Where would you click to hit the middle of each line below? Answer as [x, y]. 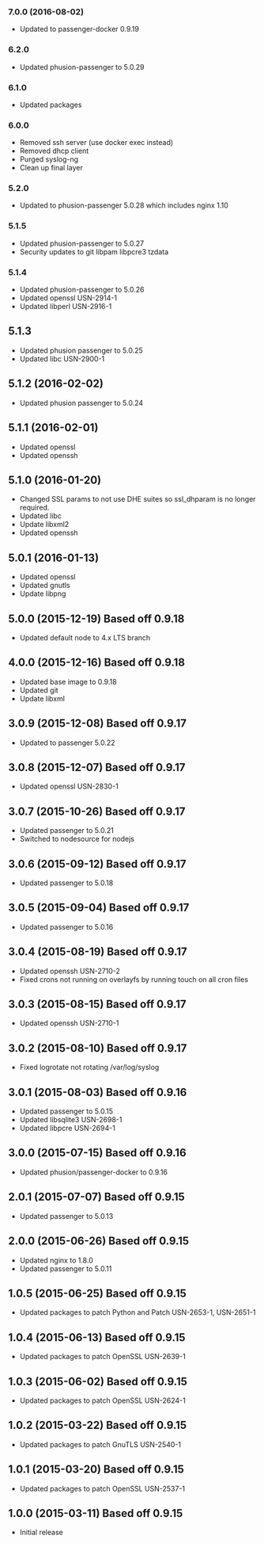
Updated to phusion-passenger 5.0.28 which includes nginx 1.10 [124, 205]
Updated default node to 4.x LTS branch [85, 637]
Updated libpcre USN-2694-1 [68, 1129]
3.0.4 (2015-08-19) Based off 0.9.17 [98, 952]
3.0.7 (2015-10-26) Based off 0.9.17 [97, 811]
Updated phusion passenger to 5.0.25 [81, 350]
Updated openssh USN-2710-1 [69, 1023]
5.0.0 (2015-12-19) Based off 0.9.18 [96, 619]
